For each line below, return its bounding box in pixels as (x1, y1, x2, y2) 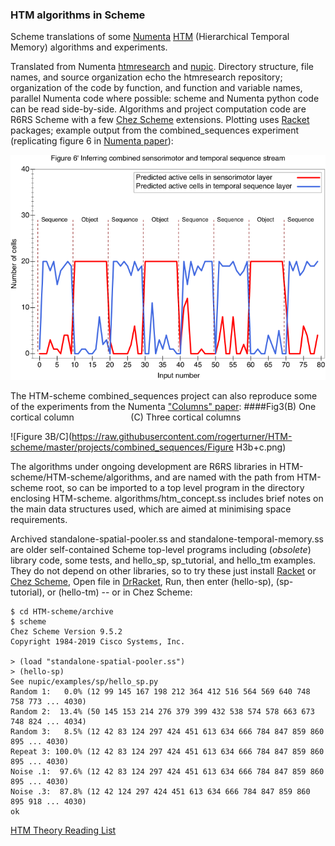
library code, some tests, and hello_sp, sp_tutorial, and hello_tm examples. (10, 554, 317, 567)
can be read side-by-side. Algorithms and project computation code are (10, 103, 307, 115)
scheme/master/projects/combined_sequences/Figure (10, 441, 234, 453)
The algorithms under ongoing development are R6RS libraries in (10, 461, 278, 473)
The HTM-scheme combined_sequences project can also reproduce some (10, 390, 318, 402)
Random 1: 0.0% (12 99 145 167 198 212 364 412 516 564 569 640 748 (10, 687, 311, 697)
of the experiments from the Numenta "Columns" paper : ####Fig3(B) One (10, 401, 317, 413)
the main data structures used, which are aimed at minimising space (10, 503, 292, 515)
